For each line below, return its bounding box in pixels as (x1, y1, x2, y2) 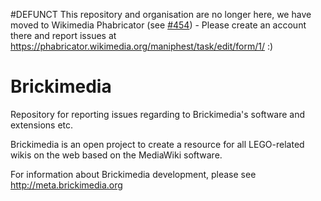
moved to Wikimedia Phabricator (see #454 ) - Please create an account (10, 19, 307, 31)
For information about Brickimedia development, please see (10, 168, 257, 180)
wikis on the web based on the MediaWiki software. (10, 149, 223, 161)
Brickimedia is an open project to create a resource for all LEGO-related (10, 138, 305, 150)
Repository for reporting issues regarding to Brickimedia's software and (10, 108, 306, 120)
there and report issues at (10, 30, 117, 41)
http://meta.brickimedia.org (10, 179, 123, 191)
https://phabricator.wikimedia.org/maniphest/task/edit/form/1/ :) (10, 40, 274, 52)
